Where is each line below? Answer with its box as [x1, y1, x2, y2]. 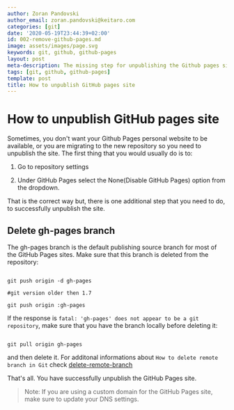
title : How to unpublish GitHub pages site [7, 81, 136, 88]
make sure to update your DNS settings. [24, 395, 139, 403]
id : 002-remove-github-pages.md [7, 36, 101, 43]
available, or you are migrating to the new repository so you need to [7, 142, 202, 150]
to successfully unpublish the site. [7, 205, 106, 213]
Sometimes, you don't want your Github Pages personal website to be [7, 134, 208, 143]
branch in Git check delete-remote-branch [7, 361, 133, 369]
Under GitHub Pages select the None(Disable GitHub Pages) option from [17, 176, 226, 184]
